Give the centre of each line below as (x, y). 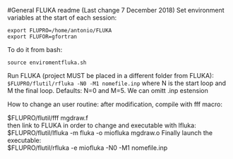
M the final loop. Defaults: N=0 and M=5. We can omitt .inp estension (108, 90)
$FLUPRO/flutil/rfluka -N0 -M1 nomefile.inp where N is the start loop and (117, 83)
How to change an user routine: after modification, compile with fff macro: (115, 104)
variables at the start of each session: (62, 18)
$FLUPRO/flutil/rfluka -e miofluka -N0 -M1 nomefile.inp (88, 148)
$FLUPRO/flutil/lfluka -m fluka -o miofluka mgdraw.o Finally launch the (110, 133)
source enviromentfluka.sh (47, 63)
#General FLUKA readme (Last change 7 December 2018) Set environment (116, 10)
